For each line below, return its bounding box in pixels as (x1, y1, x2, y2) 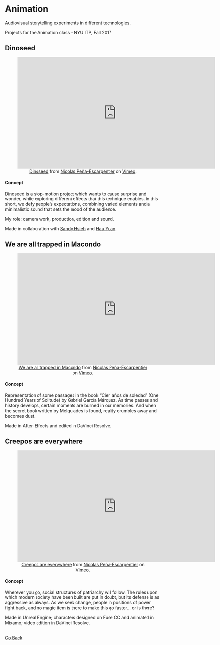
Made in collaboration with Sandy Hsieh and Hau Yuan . (5, 225, 117, 231)
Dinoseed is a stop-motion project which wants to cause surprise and (5, 191, 147, 197)
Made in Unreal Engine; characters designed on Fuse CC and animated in (5, 614, 154, 620)
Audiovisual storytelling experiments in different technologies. (5, 20, 131, 26)
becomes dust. (5, 413, 36, 419)
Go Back (5, 635, 23, 641)
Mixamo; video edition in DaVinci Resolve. (5, 620, 90, 626)
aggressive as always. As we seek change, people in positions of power (5, 599, 151, 605)
